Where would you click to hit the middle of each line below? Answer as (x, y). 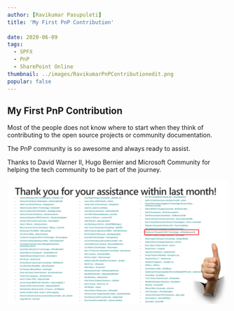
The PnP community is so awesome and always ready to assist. (99, 149)
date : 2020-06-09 (33, 37)
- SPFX (23, 52)
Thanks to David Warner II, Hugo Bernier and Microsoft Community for (109, 162)
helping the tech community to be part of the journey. (84, 170)
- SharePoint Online (43, 67)
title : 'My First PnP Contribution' (61, 22)
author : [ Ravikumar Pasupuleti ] (54, 15)
